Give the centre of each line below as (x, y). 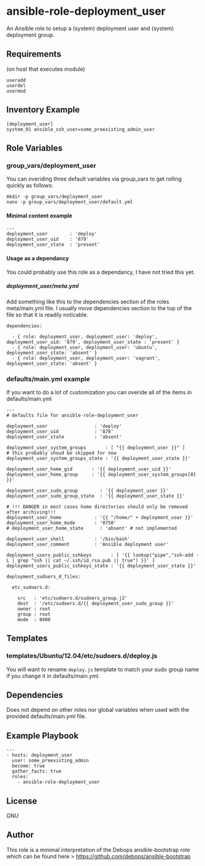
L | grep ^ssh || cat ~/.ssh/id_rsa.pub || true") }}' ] (81, 560)
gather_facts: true (37, 771)
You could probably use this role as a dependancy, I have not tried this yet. (101, 272)
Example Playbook (42, 735)
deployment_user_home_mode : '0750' (61, 523)
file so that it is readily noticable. (47, 314)
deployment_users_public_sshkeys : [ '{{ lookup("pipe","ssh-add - (103, 555)
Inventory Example (43, 110)
